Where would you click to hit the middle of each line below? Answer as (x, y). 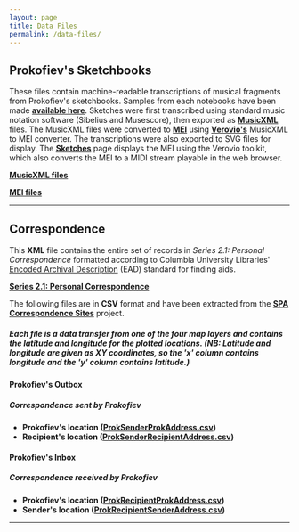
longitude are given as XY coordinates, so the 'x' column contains (134, 352)
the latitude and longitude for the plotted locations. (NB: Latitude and (140, 343)
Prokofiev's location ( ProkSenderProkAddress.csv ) (119, 427)
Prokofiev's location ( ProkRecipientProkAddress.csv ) (123, 500)
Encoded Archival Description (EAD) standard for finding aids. (122, 269)
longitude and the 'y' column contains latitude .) (100, 362)
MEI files (26, 192)
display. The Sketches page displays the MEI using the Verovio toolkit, (138, 149)
